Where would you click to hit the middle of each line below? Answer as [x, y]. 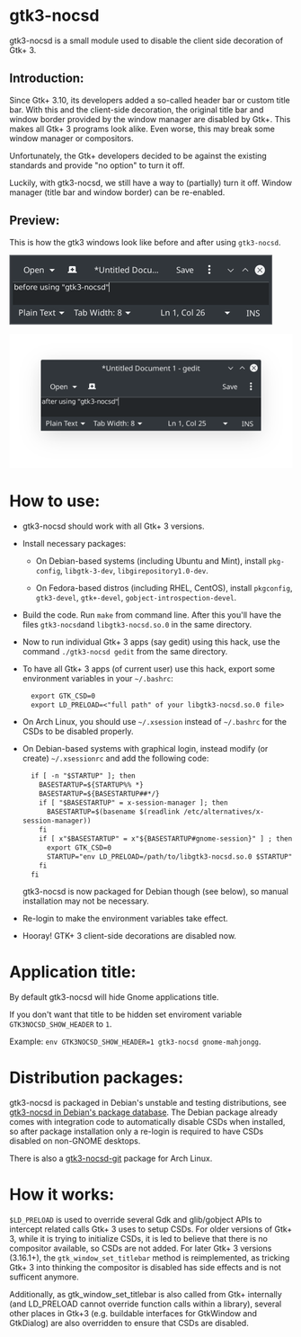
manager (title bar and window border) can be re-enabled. [117, 192]
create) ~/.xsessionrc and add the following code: [115, 758]
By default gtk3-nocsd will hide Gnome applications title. [114, 997]
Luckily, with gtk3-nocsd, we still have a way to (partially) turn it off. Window [150, 183]
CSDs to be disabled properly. [78, 731]
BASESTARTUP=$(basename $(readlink [113, 811]
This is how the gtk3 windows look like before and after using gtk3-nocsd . [145, 242]
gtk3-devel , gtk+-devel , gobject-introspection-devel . [136, 597]
